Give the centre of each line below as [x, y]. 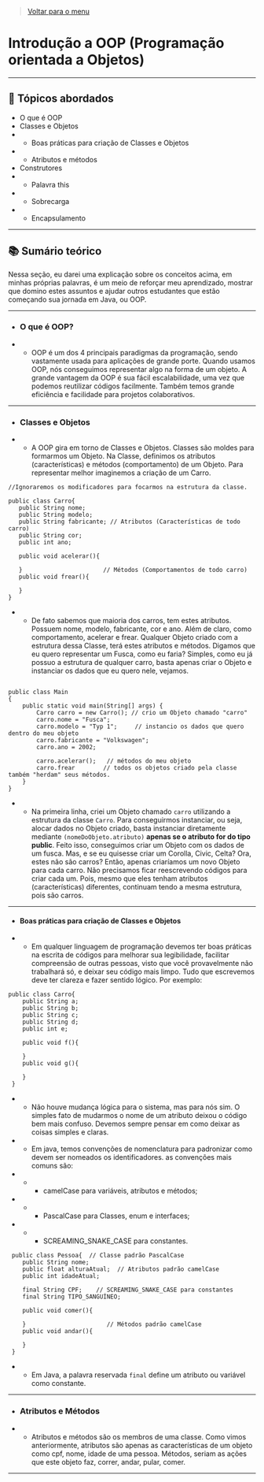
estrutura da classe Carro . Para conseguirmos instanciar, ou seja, [137, 820]
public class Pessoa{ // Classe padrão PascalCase [98, 1256]
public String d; [51, 1022]
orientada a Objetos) [77, 60]
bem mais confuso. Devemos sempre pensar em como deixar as [136, 1124]
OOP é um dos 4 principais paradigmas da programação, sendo [134, 352]
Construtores [41, 168]
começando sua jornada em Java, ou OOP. [77, 299]
